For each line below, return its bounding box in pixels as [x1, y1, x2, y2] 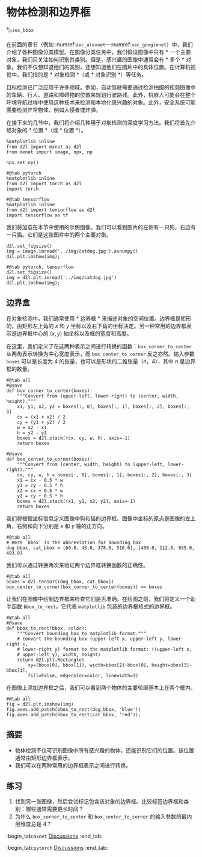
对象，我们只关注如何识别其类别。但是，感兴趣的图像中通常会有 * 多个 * [6, 55, 185, 63]
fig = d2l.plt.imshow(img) [6, 701, 74, 707]
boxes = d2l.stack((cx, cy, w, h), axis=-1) [17, 435, 130, 441]
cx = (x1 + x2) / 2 [17, 414, 66, 420]
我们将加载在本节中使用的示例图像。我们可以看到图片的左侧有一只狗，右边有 [6, 223, 196, 230]
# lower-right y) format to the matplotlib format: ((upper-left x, [17, 646, 192, 653]
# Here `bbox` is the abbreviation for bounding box [6, 539, 141, 545]
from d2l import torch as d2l [6, 180, 82, 186]
